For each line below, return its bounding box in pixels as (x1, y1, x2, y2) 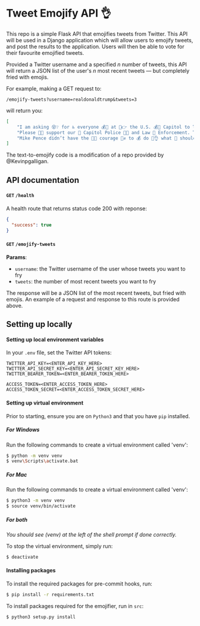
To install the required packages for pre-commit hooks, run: (6, 580, 153, 587)
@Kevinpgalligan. (6, 158, 49, 165)
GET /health (6, 193, 35, 199)
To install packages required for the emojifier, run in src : (6, 602, 144, 609)
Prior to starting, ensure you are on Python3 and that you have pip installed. (6, 412, 190, 419)
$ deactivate (6, 554, 39, 560)
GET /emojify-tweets (6, 241, 56, 248)
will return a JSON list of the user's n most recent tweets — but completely (6, 67, 190, 74)
